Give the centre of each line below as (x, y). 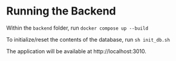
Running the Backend (61, 11)
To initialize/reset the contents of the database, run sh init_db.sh (88, 39)
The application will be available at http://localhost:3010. (77, 51)
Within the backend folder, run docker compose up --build (77, 28)
